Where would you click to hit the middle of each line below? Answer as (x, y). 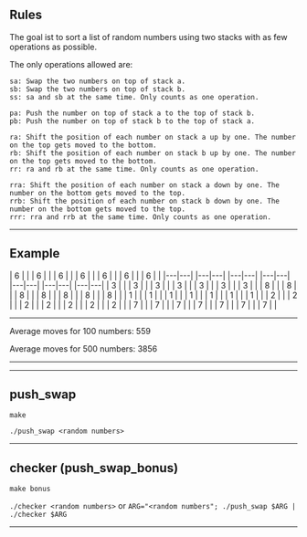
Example (35, 253)
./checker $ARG (38, 515)
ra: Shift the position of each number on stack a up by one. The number (153, 137)
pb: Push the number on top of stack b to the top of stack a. (132, 121)
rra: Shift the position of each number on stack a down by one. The (145, 185)
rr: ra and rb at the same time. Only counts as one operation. (134, 169)
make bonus (30, 489)
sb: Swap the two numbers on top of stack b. (97, 89)
